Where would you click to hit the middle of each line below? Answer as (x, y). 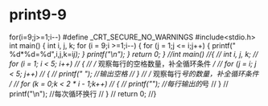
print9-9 (38, 15)
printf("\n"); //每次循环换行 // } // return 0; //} (83, 93)
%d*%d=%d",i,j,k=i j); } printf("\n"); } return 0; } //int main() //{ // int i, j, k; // (134, 54)
